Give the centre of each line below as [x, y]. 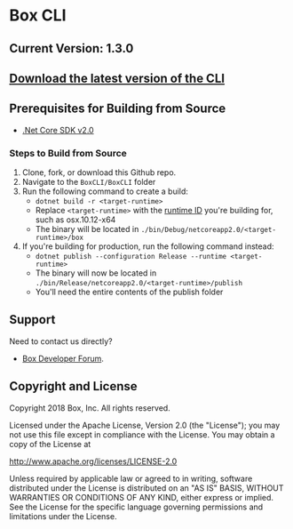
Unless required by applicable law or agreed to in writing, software [131, 478]
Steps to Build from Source [68, 153]
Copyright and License [73, 386]
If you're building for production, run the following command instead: [148, 246]
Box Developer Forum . [63, 358]
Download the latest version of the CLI [117, 78]
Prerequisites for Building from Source [118, 109]
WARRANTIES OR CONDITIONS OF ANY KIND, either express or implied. [141, 497]
